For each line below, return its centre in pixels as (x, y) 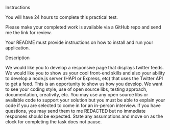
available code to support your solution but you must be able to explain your (85, 100)
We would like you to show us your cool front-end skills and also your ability (85, 73)
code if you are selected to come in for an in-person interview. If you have (83, 106)
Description (17, 58)
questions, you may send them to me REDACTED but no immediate (76, 111)
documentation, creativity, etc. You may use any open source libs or (77, 95)
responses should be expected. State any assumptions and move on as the (84, 116)
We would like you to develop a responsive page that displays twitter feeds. (85, 68)
